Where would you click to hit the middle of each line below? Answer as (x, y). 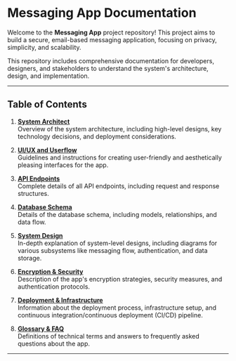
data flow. (32, 222)
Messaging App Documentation (102, 13)
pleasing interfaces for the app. (63, 165)
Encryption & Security (50, 271)
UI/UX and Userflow (47, 150)
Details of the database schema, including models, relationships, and (117, 214)
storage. (29, 258)
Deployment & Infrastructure (60, 300)
